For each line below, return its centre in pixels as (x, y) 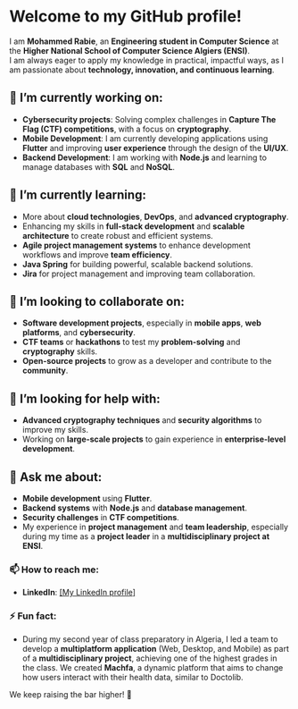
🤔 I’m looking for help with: (85, 398)
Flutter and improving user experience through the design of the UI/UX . (155, 148)
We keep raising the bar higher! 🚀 (70, 694)
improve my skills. (55, 430)
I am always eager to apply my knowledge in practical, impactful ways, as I (146, 60)
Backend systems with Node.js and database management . (135, 508)
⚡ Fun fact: (33, 616)
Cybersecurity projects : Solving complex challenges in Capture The (149, 119)
